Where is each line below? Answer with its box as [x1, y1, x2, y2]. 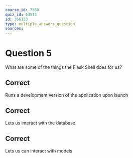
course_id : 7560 [5, 7, 39, 13]
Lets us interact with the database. [5, 120, 77, 126]
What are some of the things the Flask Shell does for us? [5, 64, 122, 70]
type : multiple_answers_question [5, 21, 75, 27]
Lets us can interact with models [5, 147, 73, 153]
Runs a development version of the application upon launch [5, 92, 128, 98]
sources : [5, 26, 24, 31]
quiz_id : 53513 [5, 12, 37, 17]
